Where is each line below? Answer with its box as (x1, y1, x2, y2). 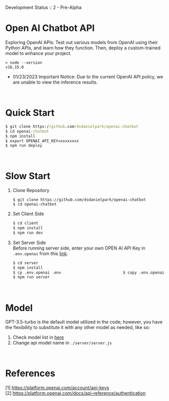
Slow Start (5, 170, 51, 182)
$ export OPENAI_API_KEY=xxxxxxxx (5, 138, 79, 143)
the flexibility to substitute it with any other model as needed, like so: (5, 324, 150, 331)
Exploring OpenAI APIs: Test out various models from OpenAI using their (5, 39, 158, 45)
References (5, 368, 55, 379)
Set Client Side (12, 211, 45, 217)
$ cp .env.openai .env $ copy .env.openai (12, 270, 165, 275)
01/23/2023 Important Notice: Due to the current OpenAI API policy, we (12, 73, 163, 80)
